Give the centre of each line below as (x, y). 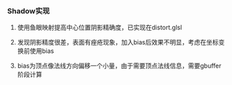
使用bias (42, 51)
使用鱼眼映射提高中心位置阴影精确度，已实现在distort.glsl (100, 28)
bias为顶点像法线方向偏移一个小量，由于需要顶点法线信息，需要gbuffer (119, 66)
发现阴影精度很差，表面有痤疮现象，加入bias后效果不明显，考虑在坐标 (118, 42)
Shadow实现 (29, 10)
